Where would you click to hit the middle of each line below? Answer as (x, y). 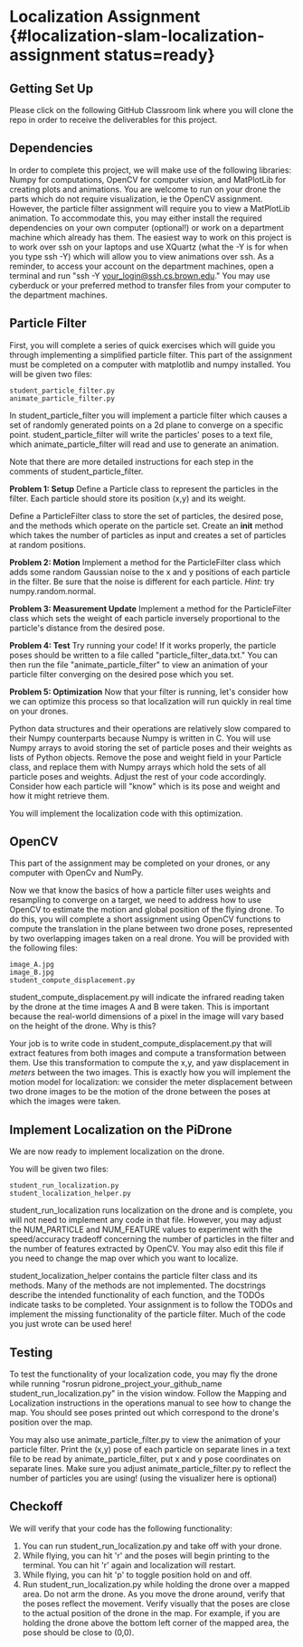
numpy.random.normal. (53, 591)
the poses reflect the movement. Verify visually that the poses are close (156, 1604)
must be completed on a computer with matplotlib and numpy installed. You (150, 364)
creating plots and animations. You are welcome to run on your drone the (145, 189)
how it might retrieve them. (60, 795)
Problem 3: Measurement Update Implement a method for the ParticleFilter (151, 609)
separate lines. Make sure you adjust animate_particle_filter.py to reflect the (150, 1469)
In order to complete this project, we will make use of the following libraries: (151, 170)
